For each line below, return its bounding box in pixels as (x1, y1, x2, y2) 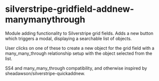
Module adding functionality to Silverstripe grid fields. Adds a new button (5, 30, 154, 36)
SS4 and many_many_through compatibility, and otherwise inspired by (5, 65, 147, 71)
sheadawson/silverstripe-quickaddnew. (5, 70, 85, 76)
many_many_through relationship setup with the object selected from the (5, 50, 153, 56)
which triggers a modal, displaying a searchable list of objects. (5, 36, 132, 41)
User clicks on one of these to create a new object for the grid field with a (5, 45, 155, 51)
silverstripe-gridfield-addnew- (5, 3, 134, 15)
